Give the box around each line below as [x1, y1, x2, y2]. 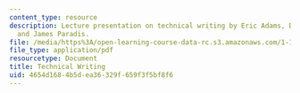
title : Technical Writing [9, 63, 105, 72]
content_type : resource [9, 12, 98, 22]
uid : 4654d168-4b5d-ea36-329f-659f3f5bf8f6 [9, 71, 174, 80]
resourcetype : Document [9, 54, 98, 63]
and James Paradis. [17, 29, 90, 38]
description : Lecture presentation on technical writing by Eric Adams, [9, 21, 286, 30]
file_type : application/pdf [9, 46, 114, 55]
